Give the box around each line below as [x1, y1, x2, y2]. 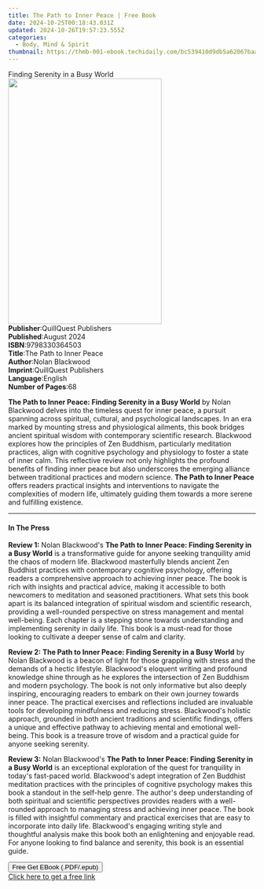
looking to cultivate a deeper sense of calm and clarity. [8, 632, 186, 641]
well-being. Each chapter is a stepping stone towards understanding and [8, 615, 244, 625]
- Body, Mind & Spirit [15, 41, 90, 49]
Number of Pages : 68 [8, 382, 77, 391]
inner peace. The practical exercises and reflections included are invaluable [8, 697, 254, 707]
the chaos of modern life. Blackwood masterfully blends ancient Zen [8, 557, 229, 567]
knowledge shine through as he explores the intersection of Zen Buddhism [8, 673, 250, 682]
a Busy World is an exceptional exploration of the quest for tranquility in [8, 763, 241, 773]
